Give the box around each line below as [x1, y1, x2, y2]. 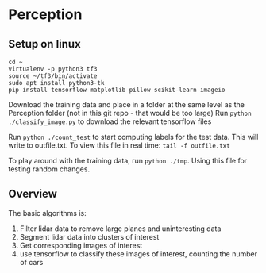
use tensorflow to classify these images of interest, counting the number [19, 248, 258, 259]
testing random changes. [8, 164, 90, 174]
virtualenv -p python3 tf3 [8, 65, 98, 73]
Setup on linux [8, 37, 81, 51]
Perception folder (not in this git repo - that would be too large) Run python [8, 109, 252, 117]
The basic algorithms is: [8, 208, 87, 217]
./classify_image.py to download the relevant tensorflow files [8, 117, 212, 126]
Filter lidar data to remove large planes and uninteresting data [19, 224, 222, 233]
